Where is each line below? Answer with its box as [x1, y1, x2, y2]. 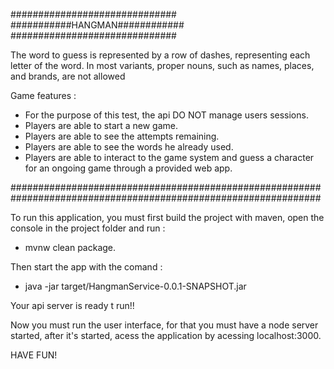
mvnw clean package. [24, 242, 117, 253]
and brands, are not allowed [10, 70, 126, 82]
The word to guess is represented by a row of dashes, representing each [10, 49, 311, 61]
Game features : [10, 90, 77, 101]
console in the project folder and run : [10, 222, 166, 234]
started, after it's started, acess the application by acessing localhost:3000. [10, 330, 322, 341]
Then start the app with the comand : [10, 261, 163, 273]
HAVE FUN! [10, 349, 58, 361]
